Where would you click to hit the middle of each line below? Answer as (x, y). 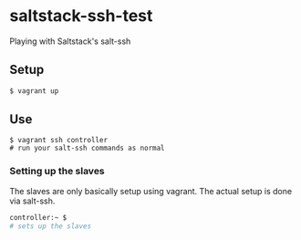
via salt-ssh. (32, 201)
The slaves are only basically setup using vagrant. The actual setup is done (151, 191)
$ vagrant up (34, 91)
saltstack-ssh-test (81, 16)
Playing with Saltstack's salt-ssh (70, 41)
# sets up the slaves (51, 226)
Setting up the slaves (57, 172)
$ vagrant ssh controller (58, 141)
